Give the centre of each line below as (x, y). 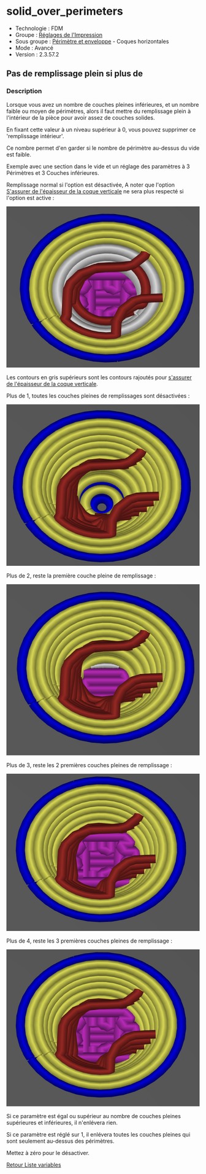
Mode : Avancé (34, 48)
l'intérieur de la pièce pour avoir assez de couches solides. (81, 117)
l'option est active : (30, 198)
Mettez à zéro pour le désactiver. (48, 1153)
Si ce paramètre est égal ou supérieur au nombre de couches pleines (93, 1116)
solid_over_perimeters (65, 11)
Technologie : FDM (39, 28)
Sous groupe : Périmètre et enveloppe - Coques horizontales (92, 41)
